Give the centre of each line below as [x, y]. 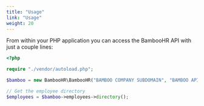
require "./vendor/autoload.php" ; [50, 69]
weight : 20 [20, 23]
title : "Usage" [25, 12]
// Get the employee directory [46, 91]
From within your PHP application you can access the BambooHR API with [99, 41]
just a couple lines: [30, 47]
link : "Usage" [24, 18]
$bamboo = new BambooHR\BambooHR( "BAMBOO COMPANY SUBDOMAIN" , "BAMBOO [97, 80]
